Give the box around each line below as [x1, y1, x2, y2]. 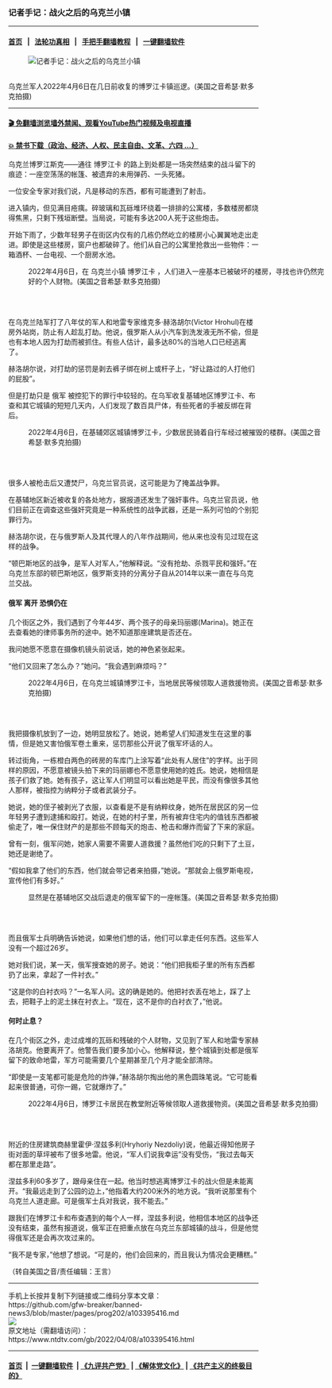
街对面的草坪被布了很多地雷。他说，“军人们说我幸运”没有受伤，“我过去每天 [8, 1149, 254, 1159]
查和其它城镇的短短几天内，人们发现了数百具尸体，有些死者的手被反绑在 [8, 401, 245, 411]
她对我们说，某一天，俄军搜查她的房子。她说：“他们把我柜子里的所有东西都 [8, 959, 256, 970]
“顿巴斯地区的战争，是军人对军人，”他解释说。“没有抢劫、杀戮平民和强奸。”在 [8, 558, 257, 569]
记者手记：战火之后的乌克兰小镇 [8, 6, 131, 17]
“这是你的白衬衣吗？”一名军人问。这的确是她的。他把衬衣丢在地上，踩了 [8, 986, 245, 996]
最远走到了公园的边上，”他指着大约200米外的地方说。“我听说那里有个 [32, 1186, 257, 1196]
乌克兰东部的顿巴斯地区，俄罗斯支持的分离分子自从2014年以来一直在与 [8, 569, 241, 578]
